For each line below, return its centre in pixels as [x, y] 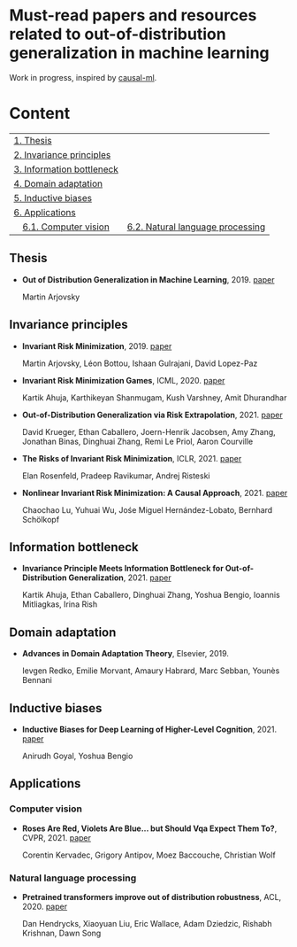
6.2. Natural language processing [196, 227]
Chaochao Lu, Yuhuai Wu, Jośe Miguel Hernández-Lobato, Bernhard [147, 509]
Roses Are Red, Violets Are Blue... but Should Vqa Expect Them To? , [149, 828]
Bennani [37, 680]
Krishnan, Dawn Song [61, 933]
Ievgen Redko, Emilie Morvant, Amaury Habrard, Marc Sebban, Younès [151, 671]
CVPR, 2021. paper [56, 837]
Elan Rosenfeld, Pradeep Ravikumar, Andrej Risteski [116, 476]
